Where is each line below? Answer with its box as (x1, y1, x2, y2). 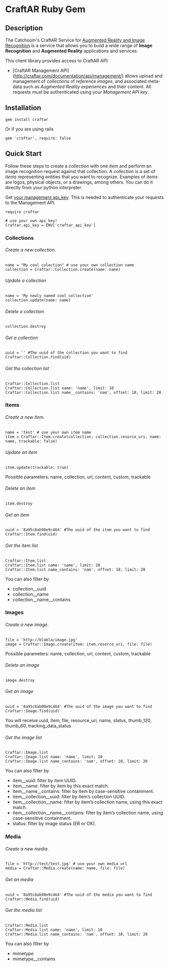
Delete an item (5, 485, 36, 491)
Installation (5, 104, 41, 112)
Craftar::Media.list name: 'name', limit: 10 (5, 927, 102, 932)
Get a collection (5, 334, 38, 341)
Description (5, 24, 43, 32)
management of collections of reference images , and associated (12, 78, 147, 84)
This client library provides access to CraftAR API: (5, 58, 109, 64)
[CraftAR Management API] (12, 67, 70, 73)
